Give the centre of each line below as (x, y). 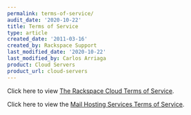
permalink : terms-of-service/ (51, 13)
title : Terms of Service (43, 26)
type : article (28, 33)
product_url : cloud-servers (48, 71)
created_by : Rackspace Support (52, 45)
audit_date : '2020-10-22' (44, 20)
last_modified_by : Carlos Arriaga (57, 59)
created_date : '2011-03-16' (48, 39)
